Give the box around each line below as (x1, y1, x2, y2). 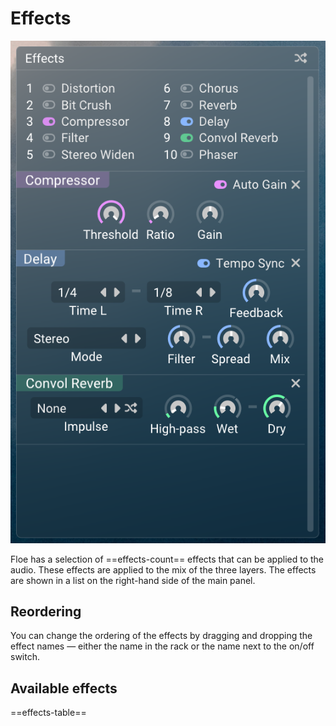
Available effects (10, 680, 118, 697)
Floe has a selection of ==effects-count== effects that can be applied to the (10, 553, 324, 565)
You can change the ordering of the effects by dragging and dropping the (10, 630, 313, 642)
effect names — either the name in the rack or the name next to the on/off (10, 640, 315, 652)
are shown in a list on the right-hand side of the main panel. (10, 574, 256, 586)
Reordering (10, 603, 82, 621)
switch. (10, 651, 40, 663)
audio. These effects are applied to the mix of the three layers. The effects (10, 563, 317, 576)
